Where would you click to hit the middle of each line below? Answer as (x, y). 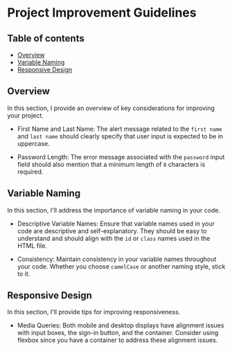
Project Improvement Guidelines (102, 13)
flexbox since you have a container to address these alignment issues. (117, 340)
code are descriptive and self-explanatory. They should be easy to (112, 231)
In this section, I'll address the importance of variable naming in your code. (114, 210)
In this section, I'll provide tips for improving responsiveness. (94, 312)
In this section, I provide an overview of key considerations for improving (111, 108)
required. (30, 172)
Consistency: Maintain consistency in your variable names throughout (117, 259)
